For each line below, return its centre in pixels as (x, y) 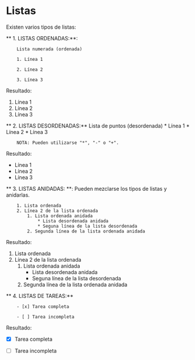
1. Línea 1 (30, 59)
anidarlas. (18, 195)
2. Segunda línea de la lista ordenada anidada (86, 231)
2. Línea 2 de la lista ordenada (57, 211)
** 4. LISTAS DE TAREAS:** (40, 296)
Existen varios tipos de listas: (41, 27)
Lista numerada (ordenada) (49, 49)
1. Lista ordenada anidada (60, 216)
